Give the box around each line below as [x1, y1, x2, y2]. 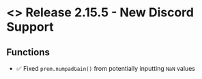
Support [6, 19, 54, 35]
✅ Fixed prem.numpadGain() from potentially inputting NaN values [16, 65, 196, 72]
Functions [6, 46, 50, 58]
